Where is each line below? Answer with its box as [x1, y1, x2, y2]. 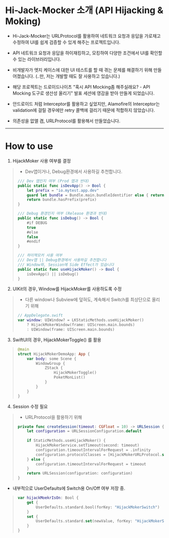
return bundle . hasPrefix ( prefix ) [27, 197, 97, 202]
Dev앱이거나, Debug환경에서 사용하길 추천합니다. [25, 168, 122, 174]
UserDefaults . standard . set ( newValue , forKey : [36, 519, 133, 524]
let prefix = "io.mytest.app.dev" [27, 188, 99, 193]
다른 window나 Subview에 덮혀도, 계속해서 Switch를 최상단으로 [25, 296, 151, 302]
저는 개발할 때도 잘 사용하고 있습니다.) [46, 73, 121, 79]
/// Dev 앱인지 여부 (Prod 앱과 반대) [17, 178, 90, 184]
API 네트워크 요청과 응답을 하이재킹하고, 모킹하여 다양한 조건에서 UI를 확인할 [12, 50, 162, 56]
